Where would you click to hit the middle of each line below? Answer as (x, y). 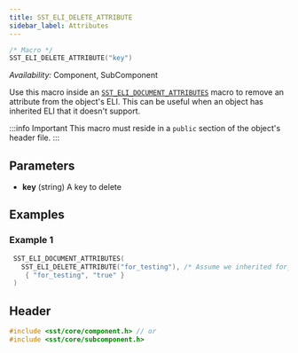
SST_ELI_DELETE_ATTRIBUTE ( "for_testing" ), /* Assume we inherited (146, 267)
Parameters (42, 165)
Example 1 (31, 240)
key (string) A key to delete (72, 187)
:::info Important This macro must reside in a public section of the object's (145, 129)
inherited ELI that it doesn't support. (75, 111)
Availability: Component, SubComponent (83, 75)
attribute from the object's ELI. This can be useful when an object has (136, 102)
